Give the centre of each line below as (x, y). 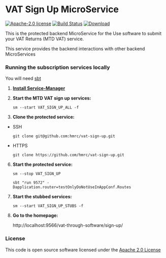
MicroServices (20, 54)
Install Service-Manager (39, 88)
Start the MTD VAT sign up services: (52, 98)
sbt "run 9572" (29, 183)
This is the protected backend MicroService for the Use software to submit (83, 33)
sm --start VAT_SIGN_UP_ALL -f (46, 108)
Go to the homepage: (35, 216)
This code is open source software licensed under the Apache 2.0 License (83, 250)
